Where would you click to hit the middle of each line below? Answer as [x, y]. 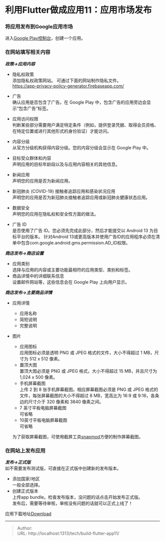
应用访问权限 [25, 119]
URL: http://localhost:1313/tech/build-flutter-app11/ [68, 534]
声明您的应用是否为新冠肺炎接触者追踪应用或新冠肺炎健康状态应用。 [81, 197]
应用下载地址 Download [28, 514]
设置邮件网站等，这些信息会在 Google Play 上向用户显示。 [71, 282]
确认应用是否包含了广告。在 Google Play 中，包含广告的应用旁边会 [79, 102]
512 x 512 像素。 [46, 358]
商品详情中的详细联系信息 [38, 276]
